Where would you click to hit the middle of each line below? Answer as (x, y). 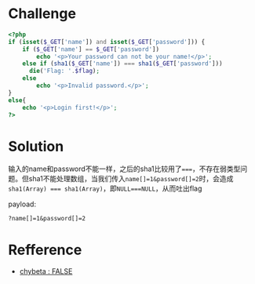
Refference (45, 250)
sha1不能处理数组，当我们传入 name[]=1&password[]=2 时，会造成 (131, 179)
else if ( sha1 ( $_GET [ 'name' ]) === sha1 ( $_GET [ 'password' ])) (122, 64)
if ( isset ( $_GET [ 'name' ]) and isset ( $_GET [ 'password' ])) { (107, 42)
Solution (36, 146)
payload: (22, 204)
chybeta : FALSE (46, 271)
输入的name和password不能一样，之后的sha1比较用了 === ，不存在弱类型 (124, 169)
